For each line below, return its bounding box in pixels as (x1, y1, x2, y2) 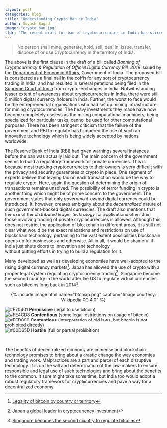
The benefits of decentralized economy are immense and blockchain (5, 346, 146, 352)
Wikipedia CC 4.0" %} (61, 297, 106, 303)
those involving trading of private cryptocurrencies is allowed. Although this (5, 217, 161, 222)
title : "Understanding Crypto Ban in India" (5, 16, 99, 21)
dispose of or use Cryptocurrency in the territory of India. (17, 49, 135, 55)
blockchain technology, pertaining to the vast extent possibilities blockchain (5, 232, 161, 238)
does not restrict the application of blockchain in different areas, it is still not (5, 222, 161, 228)
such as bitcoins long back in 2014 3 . (5, 281, 80, 288)
